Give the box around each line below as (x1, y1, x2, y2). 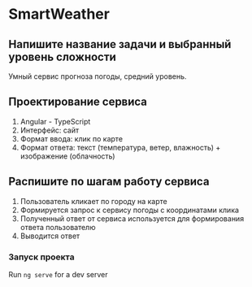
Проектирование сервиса (8, 95, 148, 109)
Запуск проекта (8, 251, 75, 263)
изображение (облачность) (20, 151, 115, 161)
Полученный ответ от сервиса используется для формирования (20, 213, 245, 224)
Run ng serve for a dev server (8, 269, 108, 279)
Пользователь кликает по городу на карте (20, 196, 168, 206)
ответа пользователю (20, 222, 96, 232)
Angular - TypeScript (20, 116, 91, 126)
